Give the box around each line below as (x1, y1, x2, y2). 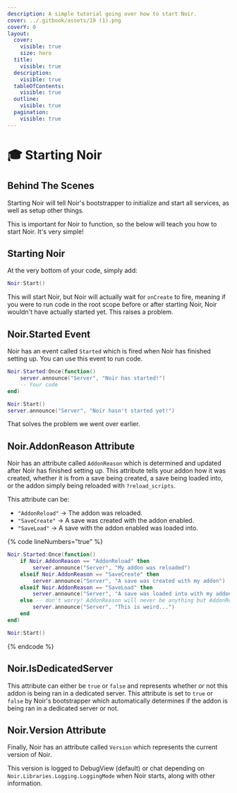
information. (7, 779, 43, 787)
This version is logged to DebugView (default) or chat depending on (7, 764, 205, 773)
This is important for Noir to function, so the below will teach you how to (7, 219, 217, 228)
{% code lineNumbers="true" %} (7, 538, 104, 546)
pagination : (13, 109, 49, 116)
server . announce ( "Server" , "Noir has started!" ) (20, 375, 166, 382)
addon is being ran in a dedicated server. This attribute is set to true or (7, 689, 214, 697)
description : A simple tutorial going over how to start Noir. (7, 10, 197, 18)
